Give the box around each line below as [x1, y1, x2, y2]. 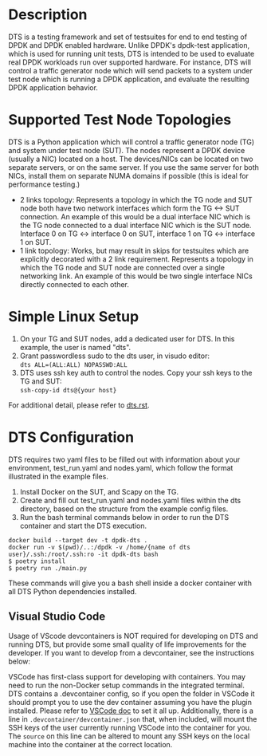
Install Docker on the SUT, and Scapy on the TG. [19, 486, 179, 496]
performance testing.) [8, 179, 80, 189]
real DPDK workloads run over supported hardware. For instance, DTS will [8, 57, 251, 67]
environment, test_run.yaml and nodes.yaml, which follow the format [8, 463, 234, 472]
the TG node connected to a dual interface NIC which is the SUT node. [19, 220, 252, 230]
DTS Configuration [8, 428, 134, 446]
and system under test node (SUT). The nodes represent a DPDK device [8, 145, 245, 155]
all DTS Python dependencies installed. [8, 586, 137, 596]
